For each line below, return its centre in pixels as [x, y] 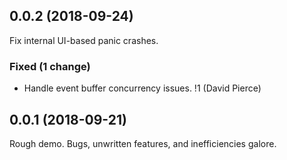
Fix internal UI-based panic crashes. [84, 40]
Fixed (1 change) [50, 66]
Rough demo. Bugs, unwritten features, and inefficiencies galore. [143, 143]
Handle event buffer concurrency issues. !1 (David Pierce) [142, 88]
